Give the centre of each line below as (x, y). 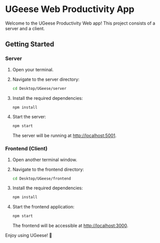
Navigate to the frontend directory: (48, 169)
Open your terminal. (33, 69)
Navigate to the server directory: (46, 79)
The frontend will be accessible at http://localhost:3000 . (70, 226)
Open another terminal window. (45, 160)
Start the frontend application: (43, 207)
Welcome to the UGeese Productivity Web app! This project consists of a (80, 23)
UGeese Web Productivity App (70, 9)
